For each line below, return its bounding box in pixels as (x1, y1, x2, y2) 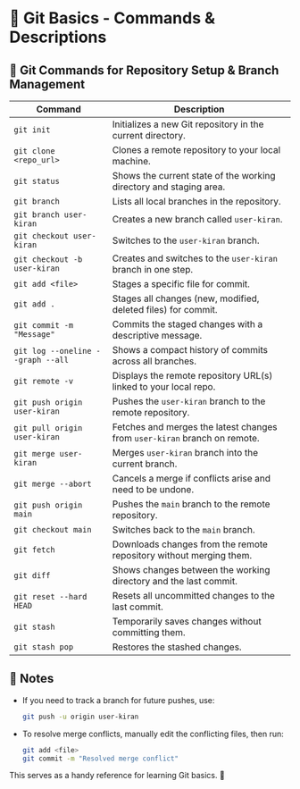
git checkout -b (13, 255, 83, 264)
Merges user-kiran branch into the (112, 447, 259, 458)
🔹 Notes (9, 671, 54, 686)
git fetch (13, 545, 55, 555)
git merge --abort (13, 479, 92, 489)
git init (13, 125, 51, 135)
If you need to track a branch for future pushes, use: (21, 694, 215, 705)
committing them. (112, 626, 186, 638)
